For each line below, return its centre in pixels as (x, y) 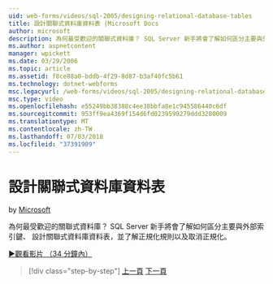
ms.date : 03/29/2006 (43, 62)
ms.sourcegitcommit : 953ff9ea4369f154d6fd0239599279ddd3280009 (118, 114)
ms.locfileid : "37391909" (52, 144)
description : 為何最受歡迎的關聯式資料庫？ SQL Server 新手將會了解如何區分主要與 (136, 39)
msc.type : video (36, 99)
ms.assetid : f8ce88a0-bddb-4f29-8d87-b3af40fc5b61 (96, 76)
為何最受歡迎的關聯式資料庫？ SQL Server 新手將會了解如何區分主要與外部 (133, 226)
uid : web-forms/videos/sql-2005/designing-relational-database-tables (130, 16)
